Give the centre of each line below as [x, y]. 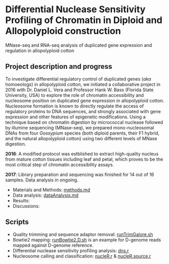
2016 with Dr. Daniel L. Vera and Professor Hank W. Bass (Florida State [80, 90]
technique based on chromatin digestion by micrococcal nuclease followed [84, 122]
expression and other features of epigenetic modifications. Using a [76, 117]
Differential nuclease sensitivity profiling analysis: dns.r [71, 250]
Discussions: [26, 206]
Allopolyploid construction [63, 31]
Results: [21, 200]
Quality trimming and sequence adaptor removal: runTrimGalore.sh [83, 234]
